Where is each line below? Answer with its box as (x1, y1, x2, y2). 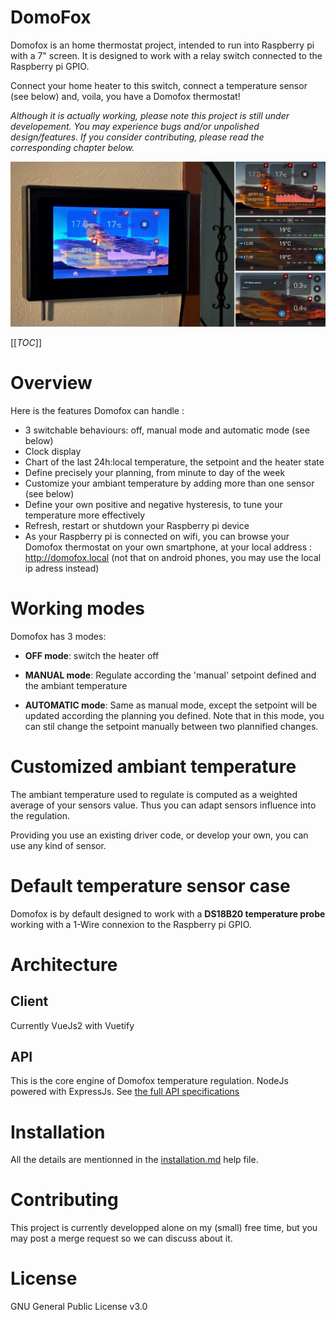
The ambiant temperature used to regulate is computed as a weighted (10, 788, 298, 800)
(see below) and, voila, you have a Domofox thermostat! (10, 90, 241, 102)
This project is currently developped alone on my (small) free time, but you (10, 1222, 318, 1234)
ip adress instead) (24, 562, 100, 574)
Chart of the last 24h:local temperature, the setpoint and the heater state (24, 456, 325, 468)
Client (10, 993, 49, 1010)
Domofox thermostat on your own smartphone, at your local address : (24, 541, 313, 553)
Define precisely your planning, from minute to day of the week (24, 466, 286, 478)
